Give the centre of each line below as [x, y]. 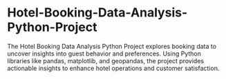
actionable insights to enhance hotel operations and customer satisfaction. [113, 68]
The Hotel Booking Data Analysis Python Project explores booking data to [112, 46]
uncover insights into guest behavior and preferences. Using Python [104, 54]
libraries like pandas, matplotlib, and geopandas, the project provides [106, 60]
